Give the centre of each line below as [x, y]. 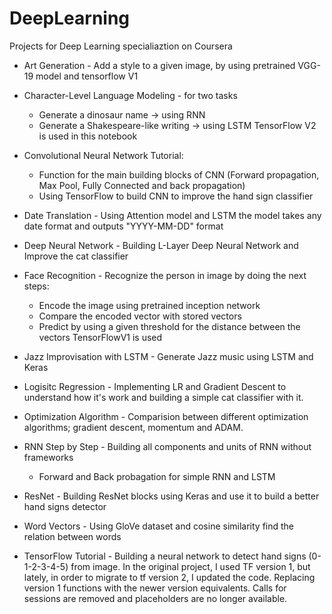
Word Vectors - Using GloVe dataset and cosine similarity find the [159, 526]
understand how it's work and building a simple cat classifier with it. [163, 397]
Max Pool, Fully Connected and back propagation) [142, 185]
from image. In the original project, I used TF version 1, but [190, 566]
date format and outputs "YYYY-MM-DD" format [123, 226]
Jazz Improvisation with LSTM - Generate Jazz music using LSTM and [168, 356]
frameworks [48, 457]
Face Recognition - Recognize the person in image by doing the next [165, 275]
